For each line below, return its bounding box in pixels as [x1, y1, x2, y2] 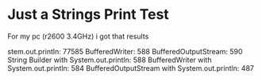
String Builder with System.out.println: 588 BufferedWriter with [7, 55, 212, 64]
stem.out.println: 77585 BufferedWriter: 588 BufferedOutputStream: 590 [7, 46, 243, 56]
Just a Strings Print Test [7, 6, 170, 24]
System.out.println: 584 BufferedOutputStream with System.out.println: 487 [7, 63, 255, 72]
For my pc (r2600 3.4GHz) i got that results [7, 31, 149, 41]
